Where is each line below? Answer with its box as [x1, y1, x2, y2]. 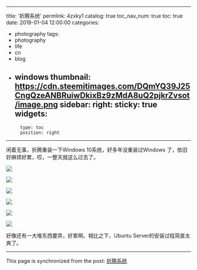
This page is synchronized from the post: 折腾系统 [6, 257, 127, 264]
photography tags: [14, 31, 60, 37]
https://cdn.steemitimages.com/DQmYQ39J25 [14, 82, 191, 92]
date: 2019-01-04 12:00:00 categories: [6, 19, 100, 26]
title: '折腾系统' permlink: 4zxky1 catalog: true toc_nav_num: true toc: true [6, 12, 183, 19]
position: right [20, 130, 60, 136]
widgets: [14, 109, 48, 119]
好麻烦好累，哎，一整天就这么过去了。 [6, 153, 98, 160]
